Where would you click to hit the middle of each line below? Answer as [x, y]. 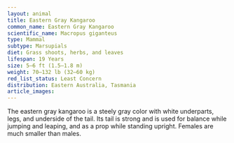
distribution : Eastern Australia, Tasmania [72, 85]
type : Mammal [26, 40]
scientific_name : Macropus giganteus [62, 33]
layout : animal [29, 14]
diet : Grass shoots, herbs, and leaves [66, 53]
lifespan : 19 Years [36, 59]
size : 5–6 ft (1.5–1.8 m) [45, 66]
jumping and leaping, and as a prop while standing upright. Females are [110, 126]
